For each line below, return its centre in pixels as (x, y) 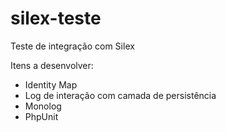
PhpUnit (41, 116)
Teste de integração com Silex (72, 46)
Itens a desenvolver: (52, 65)
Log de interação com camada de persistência (120, 95)
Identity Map (51, 84)
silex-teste (56, 18)
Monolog (43, 106)
